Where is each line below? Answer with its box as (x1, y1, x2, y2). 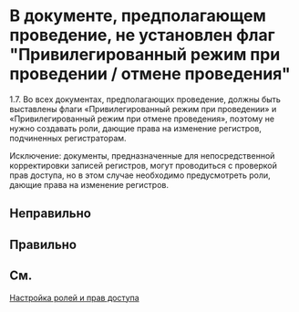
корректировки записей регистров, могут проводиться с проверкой (9, 160, 278, 171)
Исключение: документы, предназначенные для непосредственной (9, 150, 275, 161)
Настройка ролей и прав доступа (9, 292, 139, 303)
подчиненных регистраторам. (9, 132, 127, 143)
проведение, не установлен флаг (9, 25, 275, 46)
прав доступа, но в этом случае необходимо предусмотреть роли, (9, 170, 271, 181)
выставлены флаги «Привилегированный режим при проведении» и (9, 103, 277, 114)
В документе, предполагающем (9, 5, 266, 26)
